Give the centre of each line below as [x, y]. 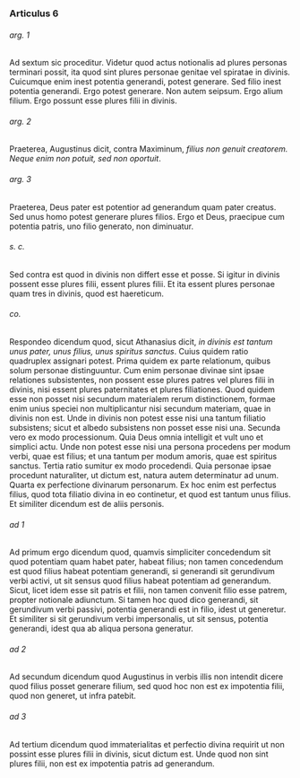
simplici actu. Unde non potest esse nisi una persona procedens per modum [150, 446]
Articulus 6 [34, 13]
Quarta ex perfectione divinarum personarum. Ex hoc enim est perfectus [143, 485]
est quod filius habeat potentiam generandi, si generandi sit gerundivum [142, 572]
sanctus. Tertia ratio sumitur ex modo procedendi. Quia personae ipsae [140, 466]
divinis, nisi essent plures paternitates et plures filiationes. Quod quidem [142, 389]
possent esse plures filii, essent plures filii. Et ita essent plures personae [142, 284]
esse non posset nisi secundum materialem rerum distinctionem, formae [142, 398]
